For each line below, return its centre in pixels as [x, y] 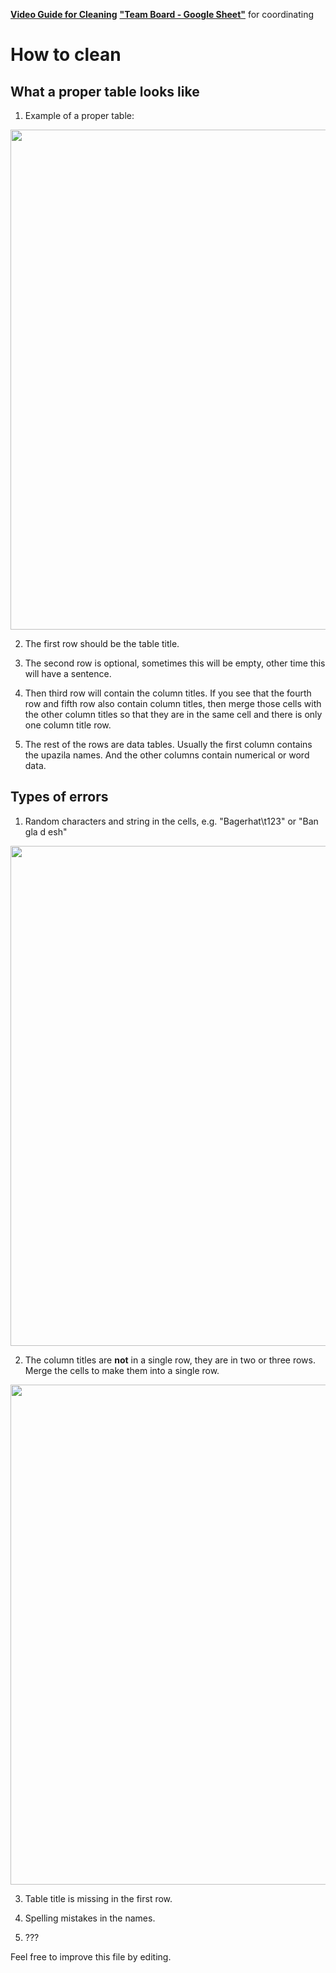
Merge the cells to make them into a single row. [122, 1370]
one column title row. [68, 725]
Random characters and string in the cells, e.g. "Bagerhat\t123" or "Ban [171, 821]
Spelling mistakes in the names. [90, 1918]
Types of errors [59, 797]
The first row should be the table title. [102, 643]
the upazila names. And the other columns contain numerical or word [167, 755]
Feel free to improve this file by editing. [91, 1956]
